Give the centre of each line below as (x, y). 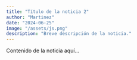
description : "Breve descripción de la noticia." (69, 34)
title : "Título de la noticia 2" (48, 12)
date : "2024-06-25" (30, 23)
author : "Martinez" (30, 17)
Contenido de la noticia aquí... (43, 50)
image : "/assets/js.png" (37, 28)
